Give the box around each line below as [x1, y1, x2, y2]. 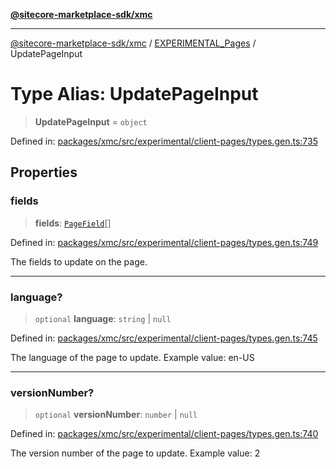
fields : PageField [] [34, 217, 112, 229]
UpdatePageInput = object [34, 115, 148, 128]
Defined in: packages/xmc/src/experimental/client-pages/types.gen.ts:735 [10, 135, 318, 147]
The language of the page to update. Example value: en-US [10, 351, 255, 363]
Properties [10, 164, 78, 181]
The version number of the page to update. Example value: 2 [10, 447, 261, 459]
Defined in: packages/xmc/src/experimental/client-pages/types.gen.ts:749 [10, 236, 319, 248]
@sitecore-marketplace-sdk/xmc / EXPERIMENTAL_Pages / [10, 37, 257, 49]
